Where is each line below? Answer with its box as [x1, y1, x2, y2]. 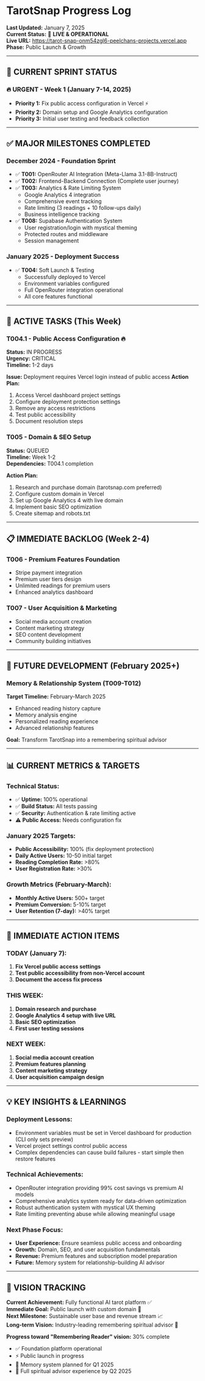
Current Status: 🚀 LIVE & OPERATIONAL [6, 30, 109, 37]
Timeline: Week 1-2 [6, 453, 56, 461]
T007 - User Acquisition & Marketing [6, 604, 117, 612]
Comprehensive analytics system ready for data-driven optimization [15, 1197, 187, 1204]
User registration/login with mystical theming [24, 224, 137, 231]
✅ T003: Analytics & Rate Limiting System [15, 184, 121, 192]
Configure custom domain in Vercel [15, 490, 104, 497]
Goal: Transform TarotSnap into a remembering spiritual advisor [6, 736, 167, 743]
